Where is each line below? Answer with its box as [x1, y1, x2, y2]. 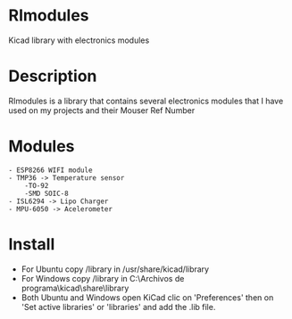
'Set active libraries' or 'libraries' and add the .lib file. [21, 301, 216, 312]
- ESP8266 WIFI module [8, 166, 93, 175]
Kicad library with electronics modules [8, 35, 150, 45]
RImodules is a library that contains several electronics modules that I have [8, 95, 284, 106]
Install [8, 234, 55, 254]
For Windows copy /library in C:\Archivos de [21, 273, 185, 283]
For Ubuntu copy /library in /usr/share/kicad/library [21, 264, 210, 274]
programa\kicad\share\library [21, 282, 129, 293]
